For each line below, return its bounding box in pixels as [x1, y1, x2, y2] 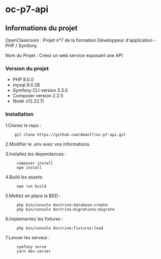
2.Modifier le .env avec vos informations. [5, 141, 91, 147]
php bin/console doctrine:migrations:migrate [16, 207, 115, 212]
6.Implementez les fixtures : [5, 215, 63, 221]
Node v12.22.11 [12, 98, 44, 104]
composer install [16, 161, 53, 166]
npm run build [16, 183, 47, 189]
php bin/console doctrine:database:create [16, 202, 108, 207]
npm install [16, 165, 42, 170]
